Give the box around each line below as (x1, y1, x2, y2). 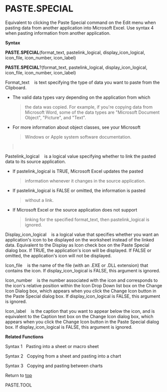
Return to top (5, 372, 32, 378)
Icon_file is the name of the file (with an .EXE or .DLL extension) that (5, 262, 149, 268)
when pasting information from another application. (5, 30, 111, 36)
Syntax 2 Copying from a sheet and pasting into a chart (5, 353, 121, 359)
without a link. (24, 197, 54, 203)
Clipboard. (5, 84, 27, 90)
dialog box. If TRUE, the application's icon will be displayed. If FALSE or (5, 247, 152, 253)
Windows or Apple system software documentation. (24, 134, 132, 140)
